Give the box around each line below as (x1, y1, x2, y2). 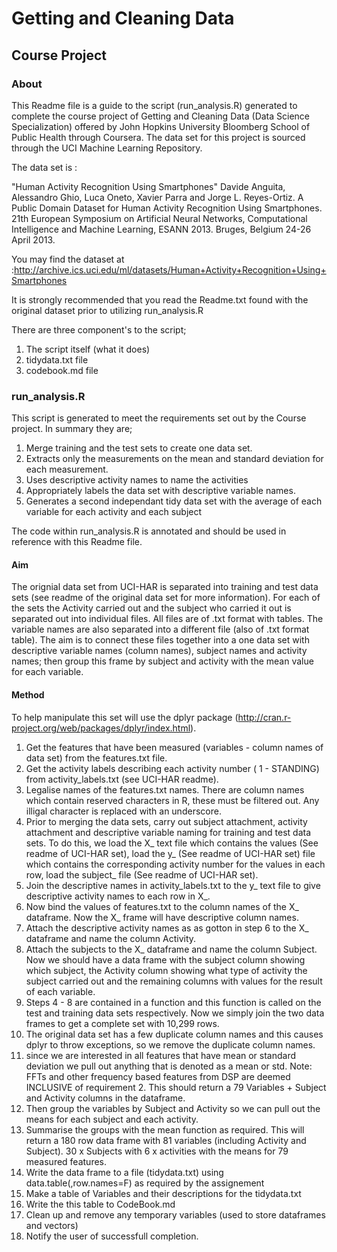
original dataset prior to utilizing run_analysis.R (11, 304, 204, 316)
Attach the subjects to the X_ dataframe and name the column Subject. (25, 943, 318, 955)
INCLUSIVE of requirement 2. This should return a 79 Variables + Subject (25, 1081, 327, 1093)
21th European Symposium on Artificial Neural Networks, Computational (11, 212, 308, 224)
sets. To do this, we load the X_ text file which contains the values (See (25, 837, 319, 849)
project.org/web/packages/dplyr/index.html (11, 722, 191, 734)
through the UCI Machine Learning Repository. (11, 142, 203, 154)
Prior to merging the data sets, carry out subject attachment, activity (25, 815, 308, 827)
